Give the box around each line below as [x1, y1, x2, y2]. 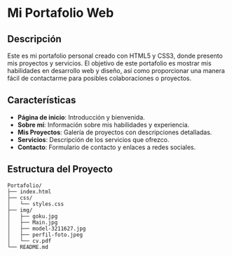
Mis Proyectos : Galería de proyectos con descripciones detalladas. [17, 128, 212, 136]
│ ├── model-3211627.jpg [7, 225, 86, 232]
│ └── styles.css [7, 200, 64, 207]
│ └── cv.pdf [7, 237, 52, 244]
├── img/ [7, 206, 33, 214]
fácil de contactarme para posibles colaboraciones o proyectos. [7, 74, 191, 82]
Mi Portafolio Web [7, 5, 114, 21]
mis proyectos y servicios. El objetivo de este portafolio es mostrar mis [7, 59, 212, 68]
